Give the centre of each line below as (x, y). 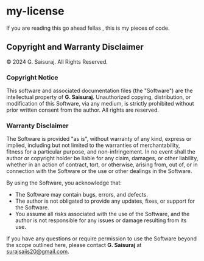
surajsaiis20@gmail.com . (38, 252)
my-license (36, 11)
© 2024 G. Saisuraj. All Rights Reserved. (57, 61)
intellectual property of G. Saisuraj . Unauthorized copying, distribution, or (99, 97)
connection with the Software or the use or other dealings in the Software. (99, 171)
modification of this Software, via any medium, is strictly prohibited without (100, 104)
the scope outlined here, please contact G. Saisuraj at (74, 245)
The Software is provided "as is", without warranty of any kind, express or (99, 139)
